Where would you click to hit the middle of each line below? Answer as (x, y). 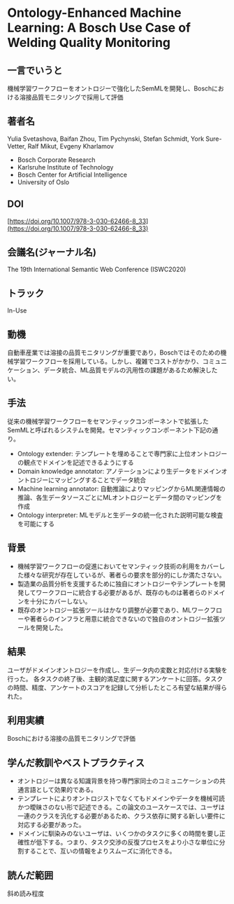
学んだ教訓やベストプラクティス (76, 763)
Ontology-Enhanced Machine (94, 13)
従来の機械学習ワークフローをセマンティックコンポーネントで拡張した (108, 421)
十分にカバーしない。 (60, 601)
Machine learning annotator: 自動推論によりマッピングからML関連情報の (121, 488)
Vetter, (17, 146)
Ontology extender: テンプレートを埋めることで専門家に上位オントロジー (122, 453)
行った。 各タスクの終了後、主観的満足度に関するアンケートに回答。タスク (115, 678)
